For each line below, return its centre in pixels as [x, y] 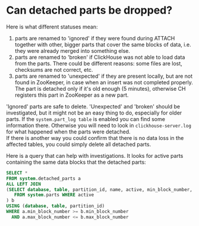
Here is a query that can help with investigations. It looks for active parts [95, 155]
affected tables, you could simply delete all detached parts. [79, 144]
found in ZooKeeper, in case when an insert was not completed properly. [104, 82]
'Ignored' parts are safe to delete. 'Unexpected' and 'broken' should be [93, 106]
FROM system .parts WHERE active [54, 195]
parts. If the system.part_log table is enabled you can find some [86, 119]
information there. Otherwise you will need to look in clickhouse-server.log [99, 125]
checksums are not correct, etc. [54, 69]
